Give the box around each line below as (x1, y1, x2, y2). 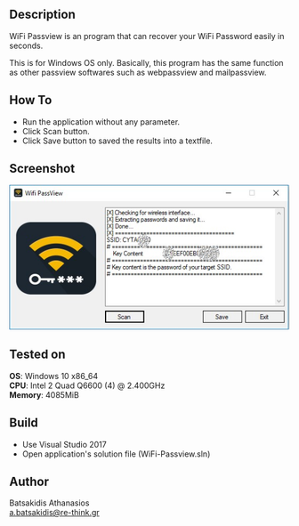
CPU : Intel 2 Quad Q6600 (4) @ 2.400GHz (9, 380, 166, 391)
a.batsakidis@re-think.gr (9, 507, 100, 518)
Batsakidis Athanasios (9, 498, 90, 508)
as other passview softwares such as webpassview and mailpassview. (9, 67, 267, 77)
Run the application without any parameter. (21, 116, 181, 127)
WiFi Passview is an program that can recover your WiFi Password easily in (9, 30, 285, 41)
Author (9, 473, 49, 489)
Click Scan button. (21, 125, 91, 136)
